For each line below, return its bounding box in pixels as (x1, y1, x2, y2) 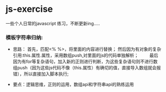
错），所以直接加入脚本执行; (12, 71, 69, 77)
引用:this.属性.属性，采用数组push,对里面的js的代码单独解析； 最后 (12, 52, 159, 58)
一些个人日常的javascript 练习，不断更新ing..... (5, 20, 101, 26)
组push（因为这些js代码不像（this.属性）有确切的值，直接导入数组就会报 (12, 65, 161, 71)
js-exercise (5, 3, 53, 15)
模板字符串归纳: (5, 34, 43, 41)
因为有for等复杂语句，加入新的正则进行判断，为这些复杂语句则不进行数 (12, 58, 158, 65)
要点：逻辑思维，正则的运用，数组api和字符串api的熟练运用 (12, 82, 134, 88)
